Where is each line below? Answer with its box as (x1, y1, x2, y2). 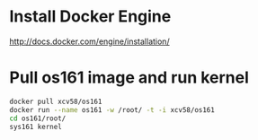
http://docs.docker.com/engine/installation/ (9, 36, 170, 47)
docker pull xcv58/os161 (9, 97, 102, 106)
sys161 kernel (9, 122, 63, 131)
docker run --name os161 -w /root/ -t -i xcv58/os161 (9, 105, 216, 114)
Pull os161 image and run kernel (9, 67, 250, 88)
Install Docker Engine (9, 6, 172, 27)
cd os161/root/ (9, 114, 67, 123)
